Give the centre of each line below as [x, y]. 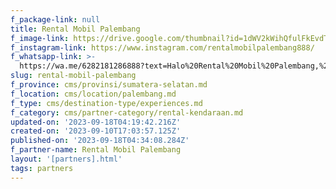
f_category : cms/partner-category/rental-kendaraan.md [127, 112]
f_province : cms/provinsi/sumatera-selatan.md [109, 85]
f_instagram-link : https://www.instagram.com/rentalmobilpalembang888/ [162, 47]
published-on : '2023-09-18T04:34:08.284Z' [100, 141]
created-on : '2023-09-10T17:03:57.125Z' [96, 131]
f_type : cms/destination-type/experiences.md [106, 103]
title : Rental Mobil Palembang [75, 29]
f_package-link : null [55, 19]
